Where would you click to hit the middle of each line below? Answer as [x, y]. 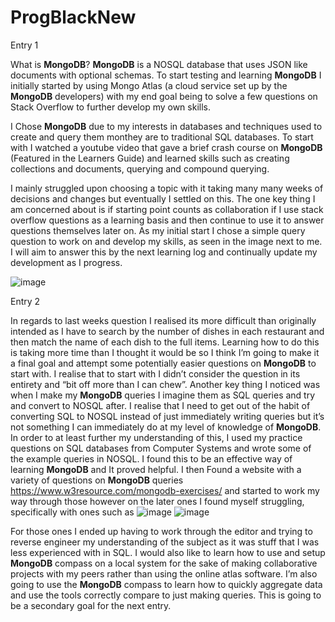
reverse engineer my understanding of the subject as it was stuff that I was [165, 542]
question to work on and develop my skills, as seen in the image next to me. [166, 241]
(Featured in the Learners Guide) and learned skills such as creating [150, 158]
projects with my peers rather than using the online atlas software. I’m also [164, 573]
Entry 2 [25, 301]
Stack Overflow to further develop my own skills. [110, 107]
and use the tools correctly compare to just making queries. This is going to [166, 595]
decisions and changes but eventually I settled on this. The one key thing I [163, 198]
